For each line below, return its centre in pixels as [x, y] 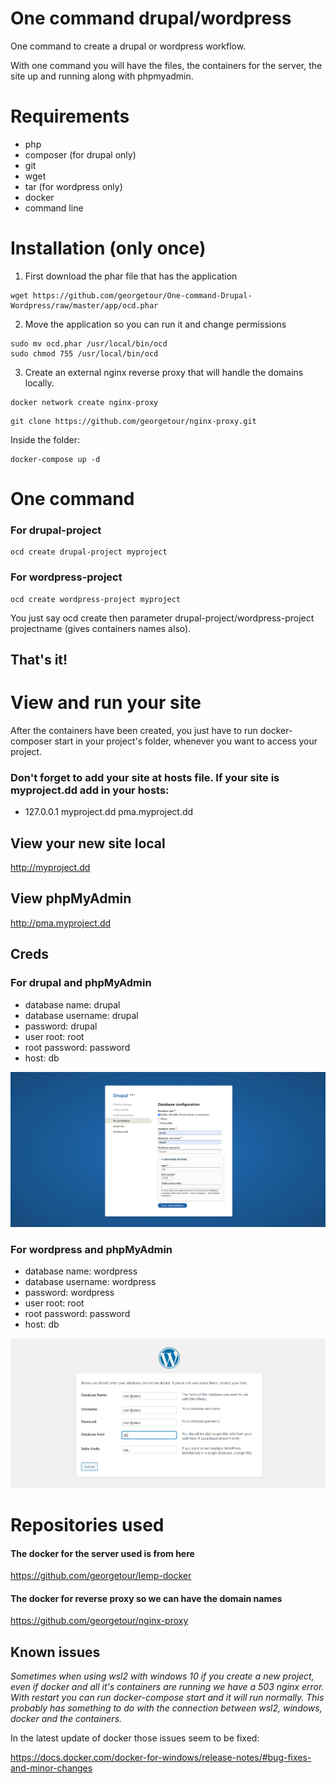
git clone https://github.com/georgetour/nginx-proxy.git [133, 421]
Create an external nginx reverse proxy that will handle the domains [164, 372]
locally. [39, 383]
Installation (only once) [108, 248]
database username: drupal [81, 1015]
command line [54, 208]
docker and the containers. [66, 1719]
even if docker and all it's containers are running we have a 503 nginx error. [167, 1687]
